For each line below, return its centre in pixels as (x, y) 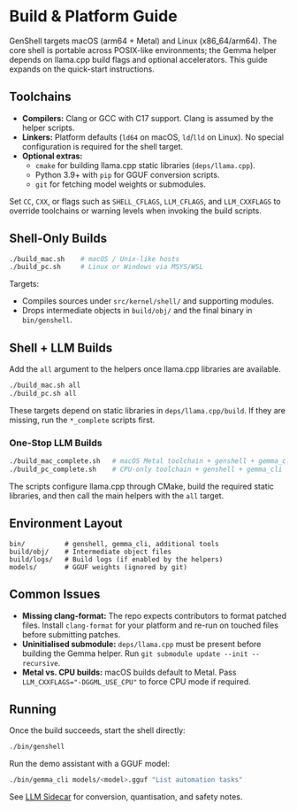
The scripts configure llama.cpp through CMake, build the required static (141, 486)
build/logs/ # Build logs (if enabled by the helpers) (116, 560)
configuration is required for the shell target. (103, 146)
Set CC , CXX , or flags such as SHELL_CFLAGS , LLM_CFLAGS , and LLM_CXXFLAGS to (145, 201)
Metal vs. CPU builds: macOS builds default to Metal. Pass (129, 672)
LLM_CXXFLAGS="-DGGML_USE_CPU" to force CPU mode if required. (137, 681)
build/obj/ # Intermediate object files (91, 552)
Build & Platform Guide (94, 16)
